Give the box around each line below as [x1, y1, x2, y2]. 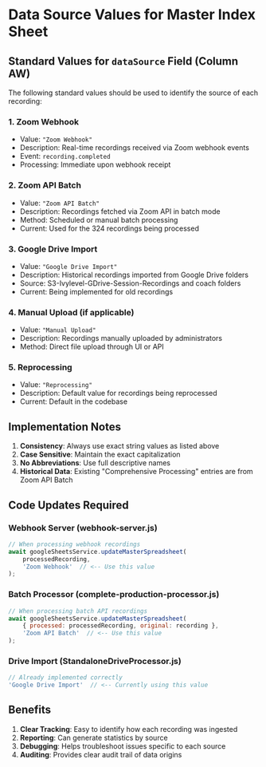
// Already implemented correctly [8, 674, 123, 682]
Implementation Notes [8, 420, 122, 433]
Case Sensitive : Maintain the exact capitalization [19, 449, 181, 460]
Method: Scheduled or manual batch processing [19, 215, 178, 224]
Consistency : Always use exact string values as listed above [19, 441, 220, 451]
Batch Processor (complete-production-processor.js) [8, 589, 220, 600]
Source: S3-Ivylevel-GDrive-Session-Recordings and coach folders [19, 278, 241, 288]
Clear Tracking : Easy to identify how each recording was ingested [19, 724, 238, 733]
